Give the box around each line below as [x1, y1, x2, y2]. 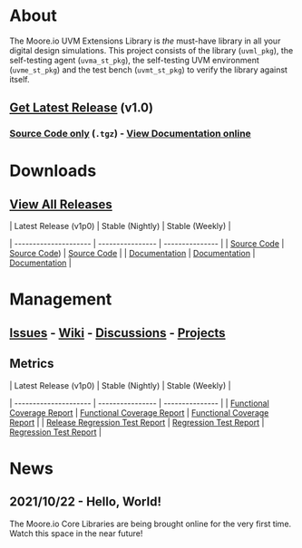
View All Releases [9, 197, 113, 212]
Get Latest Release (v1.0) [9, 101, 154, 116]
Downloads [9, 160, 97, 181]
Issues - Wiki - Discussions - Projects [9, 325, 226, 341]
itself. [9, 73, 30, 84]
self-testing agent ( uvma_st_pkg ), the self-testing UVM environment [9, 54, 260, 65]
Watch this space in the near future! [9, 527, 143, 539]
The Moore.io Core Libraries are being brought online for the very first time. [9, 518, 292, 529]
